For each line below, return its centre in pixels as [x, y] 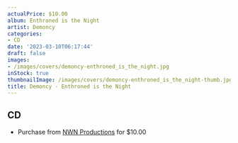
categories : [25, 34]
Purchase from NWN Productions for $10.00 [82, 132]
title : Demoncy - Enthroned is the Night [69, 86]
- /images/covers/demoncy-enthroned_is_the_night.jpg [89, 67]
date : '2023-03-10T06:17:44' [50, 47]
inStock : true [28, 73]
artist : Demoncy [31, 27]
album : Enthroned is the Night [53, 21]
